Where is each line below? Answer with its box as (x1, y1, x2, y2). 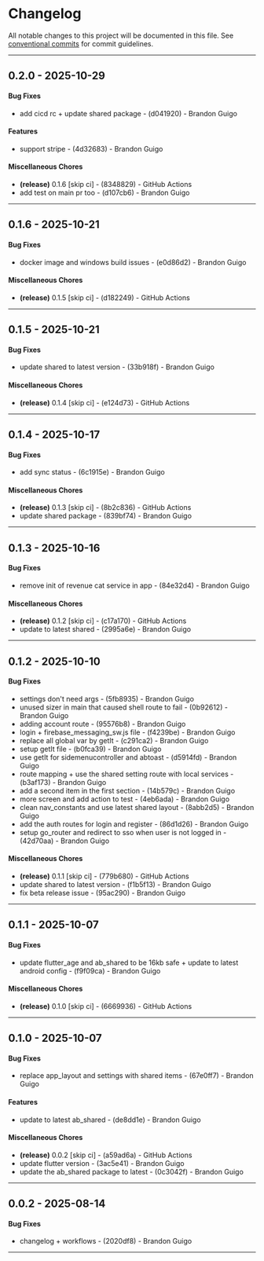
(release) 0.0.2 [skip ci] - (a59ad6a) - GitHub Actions (19, 1150, 192, 1160)
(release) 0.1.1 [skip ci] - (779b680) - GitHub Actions (19, 871, 190, 881)
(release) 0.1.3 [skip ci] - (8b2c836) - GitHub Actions (19, 503, 192, 512)
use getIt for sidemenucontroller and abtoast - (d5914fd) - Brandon (19, 752, 237, 762)
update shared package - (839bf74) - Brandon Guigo (19, 511, 192, 521)
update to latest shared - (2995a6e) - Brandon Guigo (19, 625, 191, 634)
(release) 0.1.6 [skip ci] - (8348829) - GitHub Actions (19, 179, 192, 189)
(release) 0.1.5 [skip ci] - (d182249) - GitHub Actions (19, 292, 190, 302)
